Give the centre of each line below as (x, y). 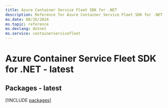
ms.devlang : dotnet (26, 29)
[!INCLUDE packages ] (28, 100)
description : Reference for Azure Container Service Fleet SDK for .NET (84, 15)
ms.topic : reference (27, 24)
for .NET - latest (39, 69)
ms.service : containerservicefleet (43, 33)
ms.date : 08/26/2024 (27, 19)
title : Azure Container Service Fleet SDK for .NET (61, 10)
